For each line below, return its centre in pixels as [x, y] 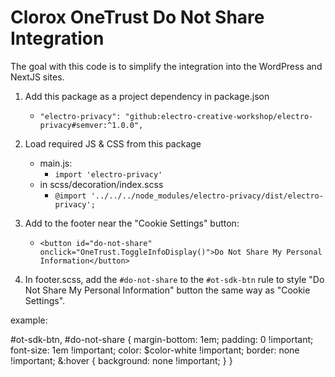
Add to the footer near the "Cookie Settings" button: [132, 223]
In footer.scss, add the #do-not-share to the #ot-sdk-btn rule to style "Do [174, 279]
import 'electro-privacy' [108, 174]
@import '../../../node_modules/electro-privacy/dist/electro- [189, 196]
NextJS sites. [37, 77]
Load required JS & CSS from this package [113, 143]
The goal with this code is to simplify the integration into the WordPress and [166, 66]
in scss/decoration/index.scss [101, 184]
